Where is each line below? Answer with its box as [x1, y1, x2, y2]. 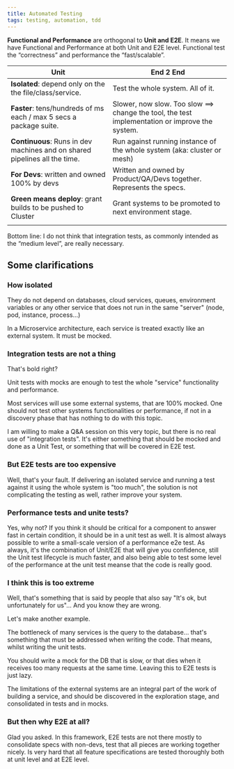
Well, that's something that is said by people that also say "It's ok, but [7, 593, 207, 603]
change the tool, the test [112, 107, 192, 117]
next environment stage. [112, 207, 192, 217]
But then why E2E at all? [7, 717, 91, 727]
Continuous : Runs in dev [10, 137, 93, 146]
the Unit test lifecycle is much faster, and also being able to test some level [7, 553, 221, 561]
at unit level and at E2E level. [7, 755, 89, 763]
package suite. [10, 121, 59, 130]
